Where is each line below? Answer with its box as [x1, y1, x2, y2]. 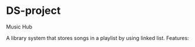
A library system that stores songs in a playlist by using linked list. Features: [6, 34, 189, 41]
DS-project [6, 4, 61, 17]
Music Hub [6, 23, 32, 30]
